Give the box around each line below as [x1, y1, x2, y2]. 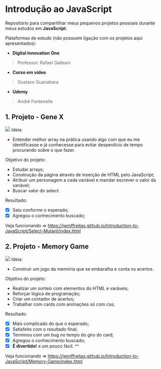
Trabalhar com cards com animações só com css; [12, 301, 115, 307]
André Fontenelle [17, 98, 53, 104]
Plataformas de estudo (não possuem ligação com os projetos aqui [5, 35, 143, 41]
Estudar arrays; [12, 166, 44, 172]
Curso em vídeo [12, 69, 46, 75]
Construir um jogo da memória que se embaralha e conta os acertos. [12, 266, 154, 272]
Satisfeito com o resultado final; [12, 326, 78, 332]
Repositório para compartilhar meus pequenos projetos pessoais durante [5, 20, 156, 26]
